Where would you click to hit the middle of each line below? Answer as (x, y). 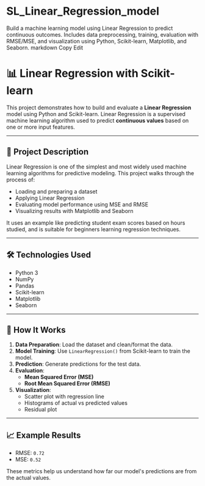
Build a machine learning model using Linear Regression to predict (90, 28)
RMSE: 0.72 (30, 453)
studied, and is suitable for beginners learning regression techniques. (94, 229)
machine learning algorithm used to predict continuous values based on (98, 120)
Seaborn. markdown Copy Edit (45, 48)
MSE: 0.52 (28, 460)
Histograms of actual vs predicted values (76, 403)
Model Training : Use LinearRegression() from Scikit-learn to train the (103, 351)
